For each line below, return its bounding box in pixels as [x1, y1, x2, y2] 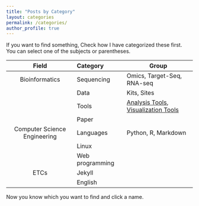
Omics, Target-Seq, [126, 72, 182, 80]
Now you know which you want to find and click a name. [6, 194, 144, 201]
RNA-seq [126, 79, 153, 88]
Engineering [23, 133, 57, 141]
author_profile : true [6, 25, 60, 31]
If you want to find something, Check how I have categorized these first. [6, 41, 182, 49]
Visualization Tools [126, 106, 179, 114]
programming [76, 159, 114, 168]
